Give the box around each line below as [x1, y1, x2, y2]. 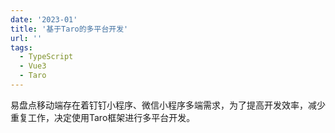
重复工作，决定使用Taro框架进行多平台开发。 [10, 111, 196, 123]
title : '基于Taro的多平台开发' [10, 24, 129, 34]
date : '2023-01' [10, 14, 78, 25]
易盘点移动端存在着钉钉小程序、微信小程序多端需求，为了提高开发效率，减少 [10, 99, 326, 111]
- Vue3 [19, 61, 47, 71]
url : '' [10, 33, 43, 43]
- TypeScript [19, 52, 74, 62]
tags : [10, 42, 33, 53]
